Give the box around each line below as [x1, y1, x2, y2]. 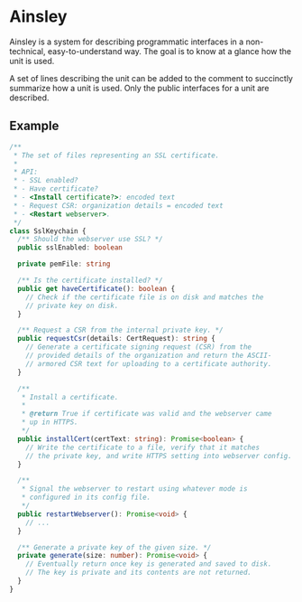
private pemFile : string [17, 259, 111, 268]
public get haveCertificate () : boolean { [17, 284, 176, 293]
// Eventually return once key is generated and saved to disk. [25, 560, 272, 569]
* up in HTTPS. [21, 418, 78, 427]
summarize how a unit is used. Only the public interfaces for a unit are [9, 82, 270, 93]
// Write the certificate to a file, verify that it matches [25, 443, 260, 452]
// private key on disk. [25, 301, 119, 310]
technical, [9, 45, 46, 56]
